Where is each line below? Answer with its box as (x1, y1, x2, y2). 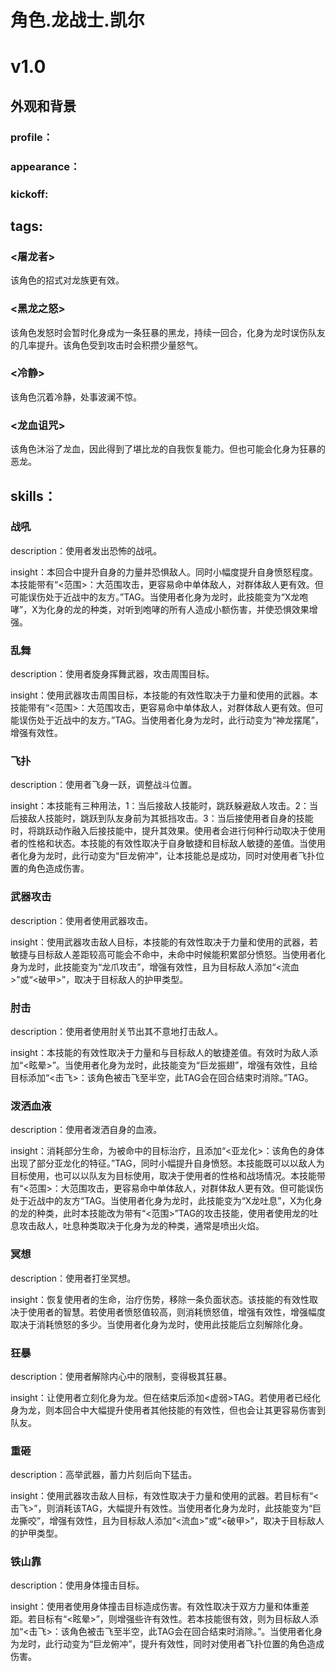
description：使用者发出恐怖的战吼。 (10, 544, 163, 556)
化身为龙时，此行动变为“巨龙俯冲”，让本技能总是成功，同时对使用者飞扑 (18, 850, 317, 862)
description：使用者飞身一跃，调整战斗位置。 (10, 779, 198, 791)
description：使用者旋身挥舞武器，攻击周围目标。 (10, 668, 215, 680)
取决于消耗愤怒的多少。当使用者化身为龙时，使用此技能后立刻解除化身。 (10, 1318, 308, 1330)
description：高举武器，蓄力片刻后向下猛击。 (10, 1469, 198, 1481)
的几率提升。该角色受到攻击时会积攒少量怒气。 (10, 339, 203, 351)
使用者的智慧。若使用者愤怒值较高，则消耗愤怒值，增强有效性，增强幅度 (27, 1306, 326, 1318)
